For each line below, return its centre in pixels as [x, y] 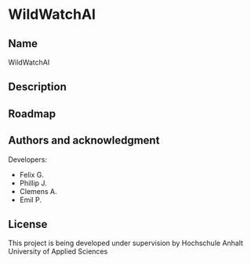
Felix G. [32, 174]
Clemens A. [38, 191]
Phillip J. [33, 183]
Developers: [27, 159]
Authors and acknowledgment [84, 140]
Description [37, 87]
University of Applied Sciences [58, 251]
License [28, 224]
